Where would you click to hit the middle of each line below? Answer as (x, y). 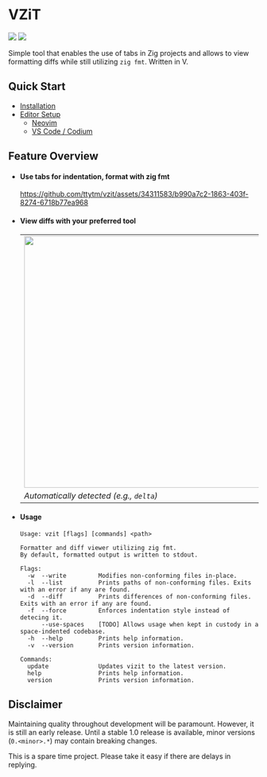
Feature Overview (54, 156)
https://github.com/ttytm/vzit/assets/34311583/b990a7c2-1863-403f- (134, 194)
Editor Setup (40, 114)
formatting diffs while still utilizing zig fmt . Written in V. (99, 61)
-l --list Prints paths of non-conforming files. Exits (139, 583)
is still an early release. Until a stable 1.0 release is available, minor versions (132, 732)
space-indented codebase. (62, 631)
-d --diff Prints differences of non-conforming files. (139, 596)
